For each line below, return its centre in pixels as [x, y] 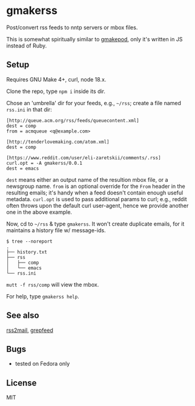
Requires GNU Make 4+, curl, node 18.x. [56, 79]
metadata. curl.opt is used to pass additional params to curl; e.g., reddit [97, 199]
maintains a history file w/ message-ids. [56, 230]
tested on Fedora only [42, 364]
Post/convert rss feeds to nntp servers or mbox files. [72, 27]
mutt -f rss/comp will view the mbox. [53, 284]
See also [23, 316]
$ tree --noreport [29, 241]
